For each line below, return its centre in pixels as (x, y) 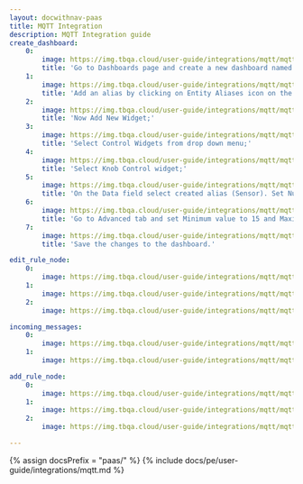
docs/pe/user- (211, 460)
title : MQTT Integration (56, 26)
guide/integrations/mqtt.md (60, 470)
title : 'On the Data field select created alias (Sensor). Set (163, 194)
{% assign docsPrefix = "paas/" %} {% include (96, 460)
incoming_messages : (46, 327)
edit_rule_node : (40, 260)
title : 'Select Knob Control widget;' (115, 169)
